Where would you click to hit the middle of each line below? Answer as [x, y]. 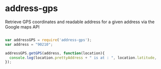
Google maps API [22, 27]
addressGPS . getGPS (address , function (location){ [55, 53]
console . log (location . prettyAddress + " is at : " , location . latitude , [83, 58]
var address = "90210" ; [29, 44]
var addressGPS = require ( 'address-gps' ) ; [48, 40]
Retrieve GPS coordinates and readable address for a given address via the [80, 22]
